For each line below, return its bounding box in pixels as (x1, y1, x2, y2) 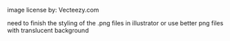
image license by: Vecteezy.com (7, 6, 99, 14)
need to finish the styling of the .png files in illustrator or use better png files (7, 19, 224, 27)
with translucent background (7, 27, 89, 34)
